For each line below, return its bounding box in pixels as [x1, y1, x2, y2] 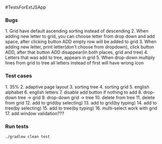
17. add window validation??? [5, 110, 64, 116]
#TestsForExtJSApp [5, 4, 46, 10]
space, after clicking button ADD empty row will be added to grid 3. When [5, 38, 157, 44]
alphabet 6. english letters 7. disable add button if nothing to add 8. [5, 89, 143, 95]
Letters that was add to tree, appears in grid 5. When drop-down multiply [5, 54, 156, 60]
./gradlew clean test [5, 134, 50, 139]
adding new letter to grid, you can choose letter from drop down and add [5, 33, 155, 39]
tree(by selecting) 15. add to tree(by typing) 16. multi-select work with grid [5, 105, 158, 111]
